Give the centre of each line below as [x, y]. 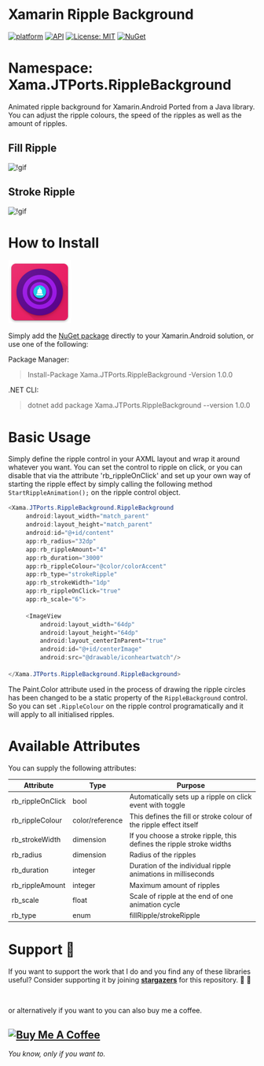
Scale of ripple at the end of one [181, 896]
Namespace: [51, 68]
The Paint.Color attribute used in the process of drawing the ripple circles [127, 689]
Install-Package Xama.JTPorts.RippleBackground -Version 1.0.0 [130, 375]
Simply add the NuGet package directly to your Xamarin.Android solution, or [131, 336]
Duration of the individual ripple [180, 866]
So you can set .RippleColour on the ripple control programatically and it [126, 706]
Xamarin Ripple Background [101, 15]
